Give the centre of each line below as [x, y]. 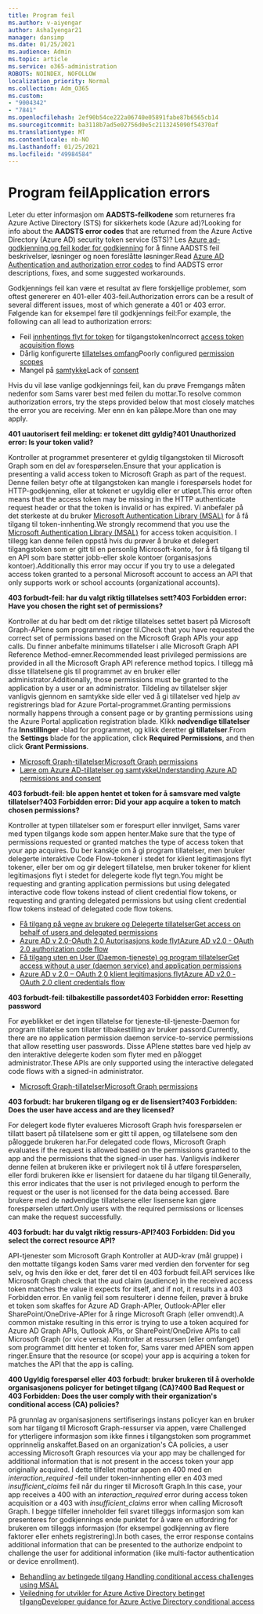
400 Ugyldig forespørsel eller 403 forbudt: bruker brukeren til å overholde [131, 1379]
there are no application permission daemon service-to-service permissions [131, 1038]
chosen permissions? [44, 810]
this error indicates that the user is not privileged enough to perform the [124, 1184]
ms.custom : [26, 96]
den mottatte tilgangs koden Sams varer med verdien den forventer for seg [129, 1264]
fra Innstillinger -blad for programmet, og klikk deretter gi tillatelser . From [127, 730]
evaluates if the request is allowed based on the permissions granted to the [130, 1150]
